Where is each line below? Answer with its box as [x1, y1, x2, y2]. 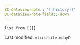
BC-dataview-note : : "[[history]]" [4, 7, 76, 12]
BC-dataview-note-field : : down [4, 12, 69, 17]
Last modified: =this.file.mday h [4, 34, 71, 40]
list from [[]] [4, 25, 36, 30]
